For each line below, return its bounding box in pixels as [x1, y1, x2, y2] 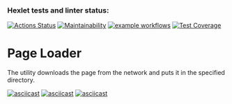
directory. [7, 76, 35, 85]
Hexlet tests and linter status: [7, 6, 109, 15]
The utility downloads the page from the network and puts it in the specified [7, 69, 225, 77]
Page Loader [7, 46, 82, 61]
